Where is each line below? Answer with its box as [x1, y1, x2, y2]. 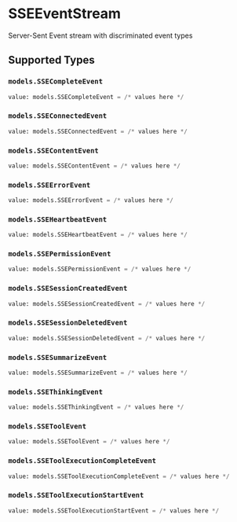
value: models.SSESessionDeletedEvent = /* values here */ [8, 334, 206, 342]
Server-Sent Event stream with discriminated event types [8, 31, 193, 40]
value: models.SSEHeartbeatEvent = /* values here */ [8, 231, 188, 239]
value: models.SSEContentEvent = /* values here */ [8, 162, 180, 170]
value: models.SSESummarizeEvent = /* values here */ [8, 369, 188, 377]
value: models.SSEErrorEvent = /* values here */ [8, 197, 174, 204]
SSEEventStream [8, 5, 122, 23]
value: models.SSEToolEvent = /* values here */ [8, 438, 170, 446]
